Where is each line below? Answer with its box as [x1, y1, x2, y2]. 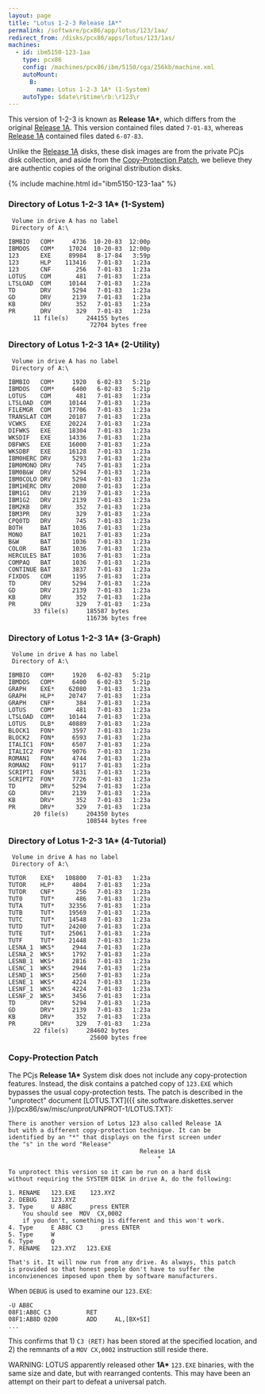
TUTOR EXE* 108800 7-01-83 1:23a [8, 874, 151, 882]
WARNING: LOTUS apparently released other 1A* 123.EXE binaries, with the [8, 1360, 255, 1369]
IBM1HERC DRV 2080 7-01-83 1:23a [8, 482, 151, 490]
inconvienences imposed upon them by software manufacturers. [8, 1272, 218, 1280]
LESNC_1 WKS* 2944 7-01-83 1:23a [8, 965, 151, 973]
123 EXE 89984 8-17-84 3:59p [8, 252, 151, 259]
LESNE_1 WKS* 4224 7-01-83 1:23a [8, 978, 151, 986]
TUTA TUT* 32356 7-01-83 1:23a [8, 902, 151, 910]
